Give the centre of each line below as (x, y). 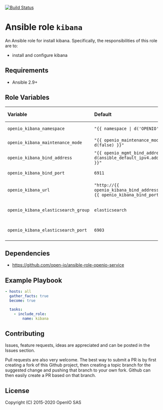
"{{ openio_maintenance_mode (128, 140)
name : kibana (36, 319)
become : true (23, 301)
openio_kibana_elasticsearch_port (47, 230)
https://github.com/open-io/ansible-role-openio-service (68, 265)
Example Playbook (33, 280)
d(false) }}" (109, 145)
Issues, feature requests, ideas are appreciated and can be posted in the (78, 345)
